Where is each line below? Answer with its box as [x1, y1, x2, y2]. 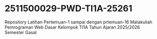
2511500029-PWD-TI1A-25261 [4, 3, 132, 14]
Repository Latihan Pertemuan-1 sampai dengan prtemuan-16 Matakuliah [4, 19, 153, 25]
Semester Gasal [4, 29, 37, 35]
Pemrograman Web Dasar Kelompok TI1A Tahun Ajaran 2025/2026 [4, 24, 140, 30]
